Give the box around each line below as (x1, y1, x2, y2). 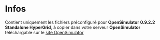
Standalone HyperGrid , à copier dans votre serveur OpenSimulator (5, 24, 141, 30)
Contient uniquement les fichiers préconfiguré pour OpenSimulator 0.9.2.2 (5, 19, 156, 25)
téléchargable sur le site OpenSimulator (5, 29, 84, 35)
